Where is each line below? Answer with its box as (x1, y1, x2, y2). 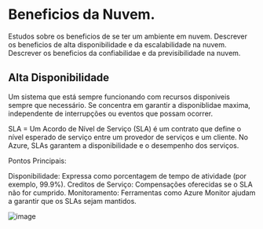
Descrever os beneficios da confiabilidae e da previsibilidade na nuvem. (8, 48, 241, 57)
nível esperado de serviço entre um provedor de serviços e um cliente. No (8, 132, 249, 142)
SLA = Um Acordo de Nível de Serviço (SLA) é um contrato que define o (8, 124, 242, 133)
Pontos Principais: (8, 156, 67, 165)
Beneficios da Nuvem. (8, 6, 155, 24)
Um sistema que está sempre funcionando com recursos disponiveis (8, 92, 230, 102)
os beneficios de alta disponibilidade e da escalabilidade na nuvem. (8, 39, 227, 49)
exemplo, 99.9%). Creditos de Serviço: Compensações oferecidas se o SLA (8, 179, 253, 189)
